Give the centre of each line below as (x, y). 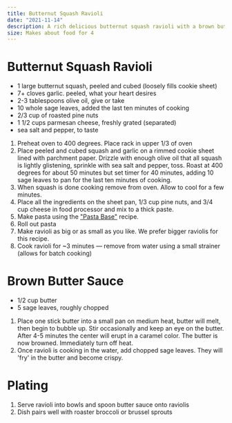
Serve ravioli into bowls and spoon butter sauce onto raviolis (103, 405)
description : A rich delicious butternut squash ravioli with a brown (111, 26)
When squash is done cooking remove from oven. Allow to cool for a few (120, 188)
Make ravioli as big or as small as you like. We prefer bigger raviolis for (118, 231)
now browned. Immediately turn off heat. (75, 343)
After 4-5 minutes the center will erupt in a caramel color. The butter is (117, 336)
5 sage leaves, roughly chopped (63, 308)
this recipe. (33, 239)
